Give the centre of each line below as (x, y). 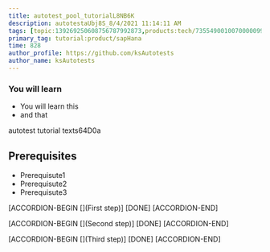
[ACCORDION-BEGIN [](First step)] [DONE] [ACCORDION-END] (113, 208)
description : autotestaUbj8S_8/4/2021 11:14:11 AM (95, 23)
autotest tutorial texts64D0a (55, 130)
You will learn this (49, 106)
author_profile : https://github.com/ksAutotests (91, 53)
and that (34, 115)
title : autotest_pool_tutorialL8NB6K (72, 16)
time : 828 (25, 46)
